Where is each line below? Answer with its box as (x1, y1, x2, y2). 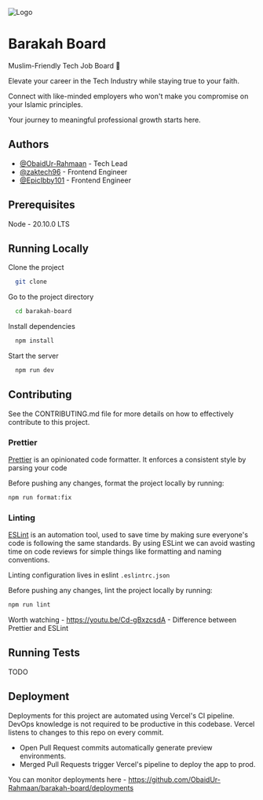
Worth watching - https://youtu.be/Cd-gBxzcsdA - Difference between (8, 615, 237, 625)
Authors (8, 138, 49, 151)
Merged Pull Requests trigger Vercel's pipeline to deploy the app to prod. (19, 759, 256, 769)
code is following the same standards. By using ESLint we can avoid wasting (8, 539, 255, 548)
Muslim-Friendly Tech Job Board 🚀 (8, 61, 121, 70)
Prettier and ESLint (8, 624, 69, 633)
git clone (15, 278, 47, 286)
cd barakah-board (15, 308, 72, 315)
